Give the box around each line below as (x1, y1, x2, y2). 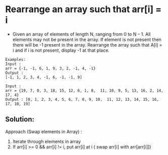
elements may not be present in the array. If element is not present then (12, 36, 161, 43)
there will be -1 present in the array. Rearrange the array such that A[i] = (12, 42, 162, 48)
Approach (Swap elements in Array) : (5, 128, 82, 135)
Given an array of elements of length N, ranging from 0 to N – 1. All (12, 31, 151, 37)
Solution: (5, 115, 34, 124)
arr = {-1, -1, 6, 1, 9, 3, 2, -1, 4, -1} (5, 66, 96, 71)
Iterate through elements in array (12, 138, 81, 144)
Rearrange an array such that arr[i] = (5, 4, 162, 15)
